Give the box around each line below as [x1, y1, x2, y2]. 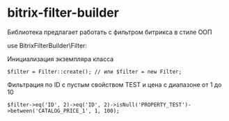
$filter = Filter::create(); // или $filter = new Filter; [7, 68, 182, 75]
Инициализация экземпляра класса [7, 54, 114, 63]
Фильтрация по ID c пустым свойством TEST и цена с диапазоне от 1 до [7, 80, 222, 88]
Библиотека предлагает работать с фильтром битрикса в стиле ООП [7, 28, 212, 36]
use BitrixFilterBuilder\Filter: [7, 41, 88, 49]
